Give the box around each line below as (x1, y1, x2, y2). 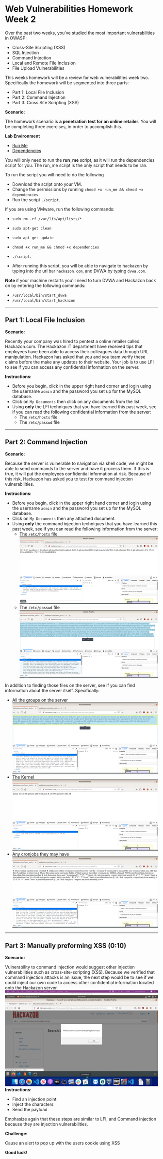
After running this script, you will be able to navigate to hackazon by (12, 263, 148, 268)
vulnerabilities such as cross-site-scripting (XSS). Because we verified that (5, 969, 155, 975)
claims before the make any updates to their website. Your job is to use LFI (5, 359, 154, 365)
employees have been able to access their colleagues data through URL (5, 348, 149, 354)
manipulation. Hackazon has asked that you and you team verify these (5, 354, 146, 360)
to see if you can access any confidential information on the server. (5, 364, 140, 370)
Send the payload (12, 1106, 48, 1112)
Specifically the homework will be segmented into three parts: (5, 79, 129, 86)
